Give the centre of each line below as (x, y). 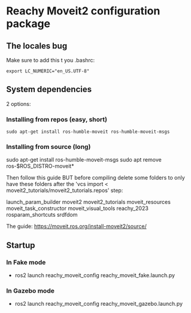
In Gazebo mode (31, 291)
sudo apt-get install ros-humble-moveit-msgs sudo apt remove (84, 160)
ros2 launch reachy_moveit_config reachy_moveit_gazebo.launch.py (99, 304)
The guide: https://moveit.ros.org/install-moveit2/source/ (76, 226)
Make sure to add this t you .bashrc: (51, 60)
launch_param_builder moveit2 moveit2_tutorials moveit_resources (88, 202)
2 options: (19, 104)
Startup (21, 245)
